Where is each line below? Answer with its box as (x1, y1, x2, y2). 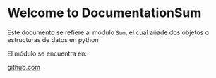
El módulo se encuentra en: (7, 49, 87, 58)
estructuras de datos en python (7, 35, 99, 44)
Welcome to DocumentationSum (7, 5, 202, 21)
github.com (7, 63, 41, 71)
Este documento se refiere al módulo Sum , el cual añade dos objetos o (7, 28, 210, 37)
